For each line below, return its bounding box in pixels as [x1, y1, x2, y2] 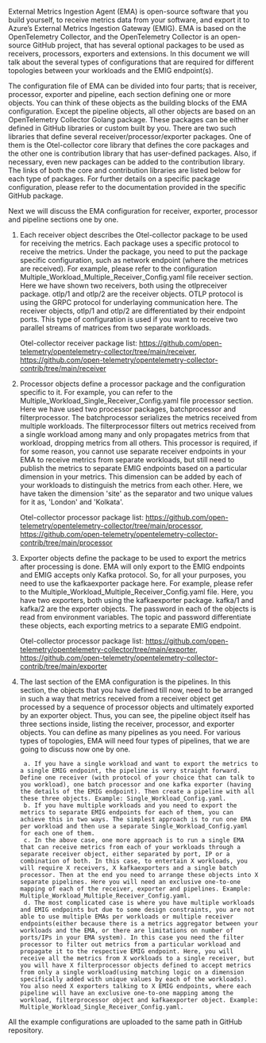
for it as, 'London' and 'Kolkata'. [19, 497, 125, 507]
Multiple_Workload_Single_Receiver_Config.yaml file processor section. [19, 396, 254, 405]
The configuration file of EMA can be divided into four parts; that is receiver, [8, 81, 257, 91]
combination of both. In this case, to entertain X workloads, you [19, 857, 248, 865]
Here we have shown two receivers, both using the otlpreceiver [19, 281, 228, 290]
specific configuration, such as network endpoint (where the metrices [19, 256, 249, 265]
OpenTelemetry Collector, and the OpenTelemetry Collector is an [8, 32, 220, 41]
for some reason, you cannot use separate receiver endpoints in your [19, 446, 247, 456]
